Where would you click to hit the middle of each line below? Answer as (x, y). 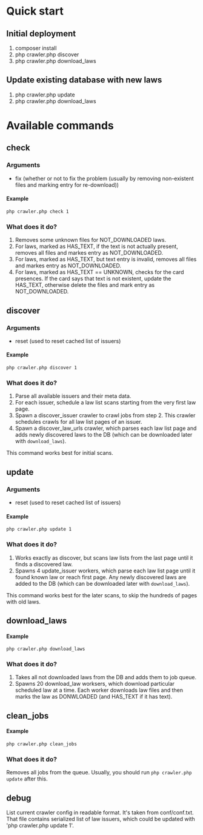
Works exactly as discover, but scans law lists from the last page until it (104, 558)
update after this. (27, 779)
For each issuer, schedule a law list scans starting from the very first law (105, 403)
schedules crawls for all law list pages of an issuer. (78, 422)
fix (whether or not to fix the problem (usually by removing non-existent (104, 178)
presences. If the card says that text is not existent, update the (93, 279)
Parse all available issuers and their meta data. (73, 396)
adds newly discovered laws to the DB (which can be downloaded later (104, 435)
